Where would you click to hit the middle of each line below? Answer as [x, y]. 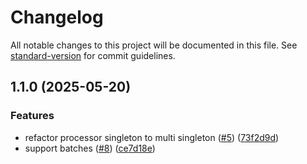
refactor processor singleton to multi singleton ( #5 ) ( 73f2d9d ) [152, 137]
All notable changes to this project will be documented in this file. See [154, 45]
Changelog [57, 17]
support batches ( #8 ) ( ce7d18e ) [90, 148]
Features [32, 116]
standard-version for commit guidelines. [93, 55]
